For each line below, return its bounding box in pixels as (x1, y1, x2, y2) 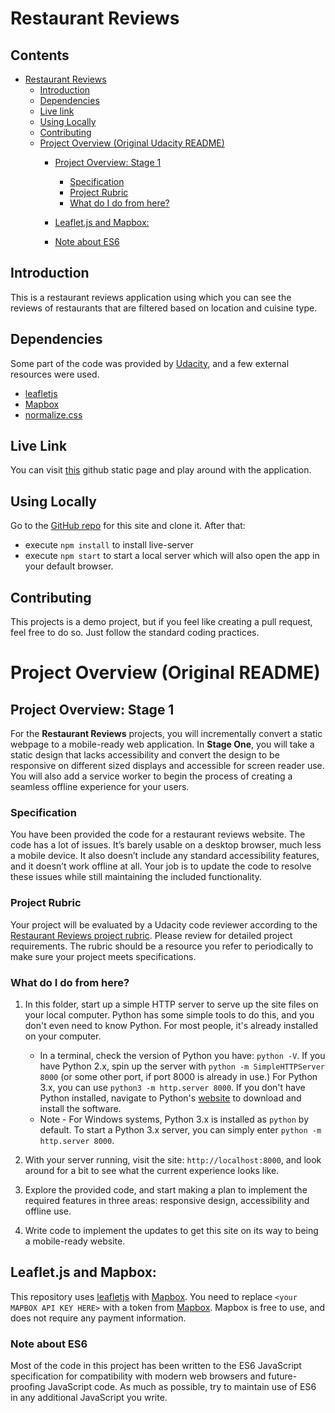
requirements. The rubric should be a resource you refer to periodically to (10, 940, 314, 952)
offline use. (24, 1205, 72, 1217)
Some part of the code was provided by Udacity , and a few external (10, 357, 290, 369)
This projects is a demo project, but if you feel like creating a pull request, (10, 616, 313, 628)
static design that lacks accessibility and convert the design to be (10, 749, 280, 761)
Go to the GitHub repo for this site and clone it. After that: (10, 520, 246, 532)
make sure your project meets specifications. (10, 950, 197, 962)
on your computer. (24, 1030, 102, 1042)
